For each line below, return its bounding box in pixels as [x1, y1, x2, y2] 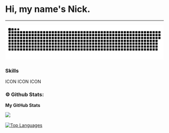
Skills [5, 67, 19, 74]
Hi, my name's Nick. [5, 3, 91, 15]
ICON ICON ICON [5, 78, 41, 84]
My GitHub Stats [5, 102, 41, 108]
